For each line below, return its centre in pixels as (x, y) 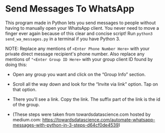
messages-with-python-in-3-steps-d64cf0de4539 (66, 125)
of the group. (26, 104)
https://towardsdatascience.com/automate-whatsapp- (99, 119)
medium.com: (27, 119)
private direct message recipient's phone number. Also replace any (75, 54)
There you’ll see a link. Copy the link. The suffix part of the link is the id (86, 99)
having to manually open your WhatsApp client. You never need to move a (82, 28)
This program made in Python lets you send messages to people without (80, 23)
